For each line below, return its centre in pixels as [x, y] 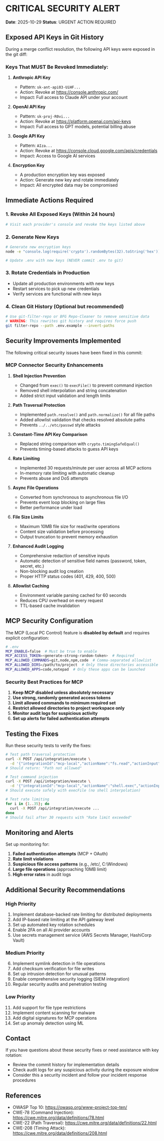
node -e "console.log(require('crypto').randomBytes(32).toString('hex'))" [84, 252]
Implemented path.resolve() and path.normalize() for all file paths [87, 414]
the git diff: [17, 54]
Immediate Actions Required [50, 200]
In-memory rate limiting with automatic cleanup [67, 473]
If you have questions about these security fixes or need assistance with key [82, 1050]
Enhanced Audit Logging [38, 546]
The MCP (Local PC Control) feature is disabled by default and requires [78, 632]
